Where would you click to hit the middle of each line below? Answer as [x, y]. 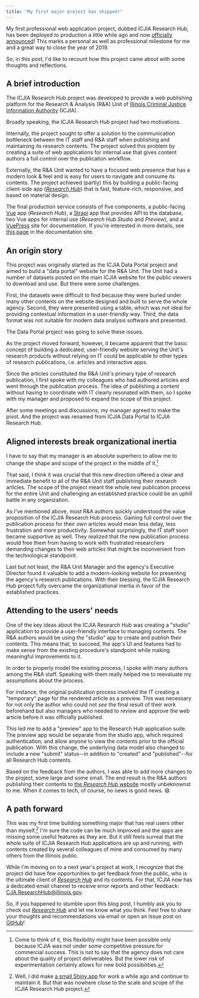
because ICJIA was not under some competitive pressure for [89, 946]
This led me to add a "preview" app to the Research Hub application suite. [96, 729]
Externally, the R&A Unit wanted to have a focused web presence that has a [98, 170]
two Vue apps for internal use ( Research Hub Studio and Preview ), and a [95, 219]
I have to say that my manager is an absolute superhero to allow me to [92, 456]
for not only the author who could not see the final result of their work [91, 704]
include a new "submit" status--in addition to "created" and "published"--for [99, 753]
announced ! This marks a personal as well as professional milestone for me [98, 41]
